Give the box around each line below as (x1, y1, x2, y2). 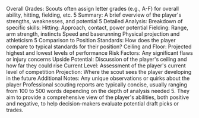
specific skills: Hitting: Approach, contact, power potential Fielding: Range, (6, 24, 189, 31)
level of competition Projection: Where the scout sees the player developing (6, 69, 192, 75)
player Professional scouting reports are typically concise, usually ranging (6, 81, 187, 88)
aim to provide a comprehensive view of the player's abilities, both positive (6, 94, 189, 101)
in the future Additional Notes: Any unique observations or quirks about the (6, 74, 190, 82)
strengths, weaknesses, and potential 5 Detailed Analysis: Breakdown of (6, 18, 183, 24)
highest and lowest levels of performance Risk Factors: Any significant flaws (6, 49, 193, 56)
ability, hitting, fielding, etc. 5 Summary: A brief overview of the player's (6, 11, 182, 18)
